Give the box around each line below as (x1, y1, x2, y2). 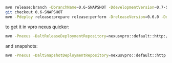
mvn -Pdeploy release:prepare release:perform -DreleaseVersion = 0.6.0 (5, 14, 159, 19)
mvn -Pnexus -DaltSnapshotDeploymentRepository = (5, 53, 111, 58)
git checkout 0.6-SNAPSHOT (5, 9, 63, 15)
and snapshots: (5, 43, 38, 49)
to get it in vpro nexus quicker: (5, 24, 70, 30)
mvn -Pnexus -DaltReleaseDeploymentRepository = (5, 33, 109, 38)
